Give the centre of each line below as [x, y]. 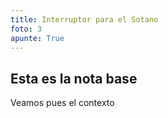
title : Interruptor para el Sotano [84, 19]
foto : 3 [26, 29]
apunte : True [37, 38]
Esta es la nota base [74, 78]
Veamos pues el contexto [62, 103]
